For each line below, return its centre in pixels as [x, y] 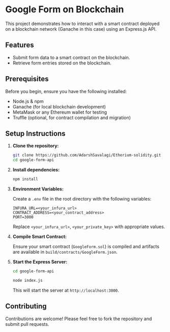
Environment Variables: [38, 189]
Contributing [26, 306]
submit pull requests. [27, 324]
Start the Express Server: [40, 262]
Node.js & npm [28, 101]
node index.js [27, 280]
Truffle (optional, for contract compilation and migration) [72, 117]
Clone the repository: [36, 146]
